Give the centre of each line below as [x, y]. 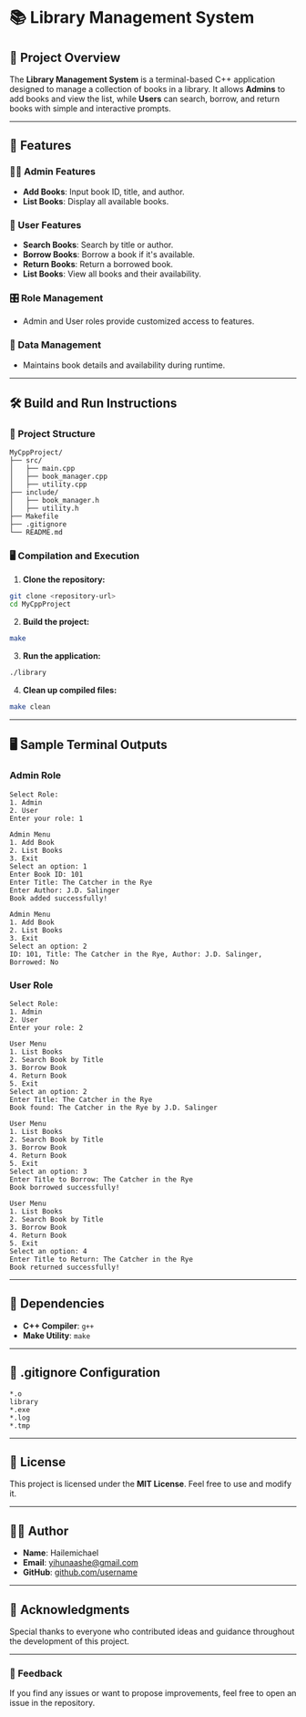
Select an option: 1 [49, 866]
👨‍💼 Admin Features [52, 172]
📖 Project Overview [65, 57]
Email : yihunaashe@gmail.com [81, 1563]
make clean [30, 707]
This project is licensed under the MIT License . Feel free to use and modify [151, 1484]
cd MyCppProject [40, 604]
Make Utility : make [56, 1335]
